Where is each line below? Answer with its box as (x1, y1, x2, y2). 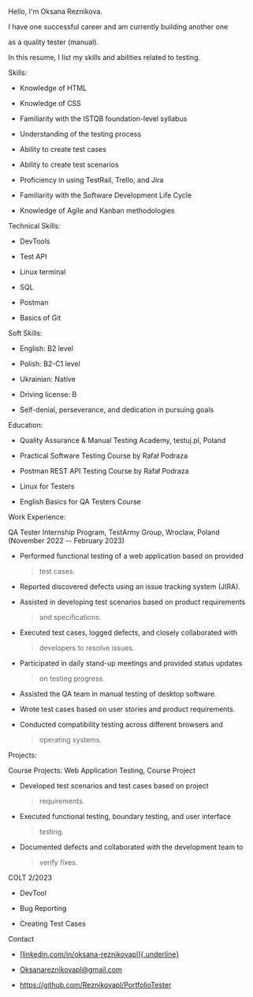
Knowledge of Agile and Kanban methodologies (19, 206, 175, 215)
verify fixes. (39, 858, 78, 867)
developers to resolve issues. (39, 644, 135, 652)
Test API (19, 252, 47, 261)
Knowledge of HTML (19, 83, 87, 93)
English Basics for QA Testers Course (19, 497, 142, 506)
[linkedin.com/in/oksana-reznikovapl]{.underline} (19, 950, 180, 959)
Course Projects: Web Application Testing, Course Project (8, 766, 195, 775)
